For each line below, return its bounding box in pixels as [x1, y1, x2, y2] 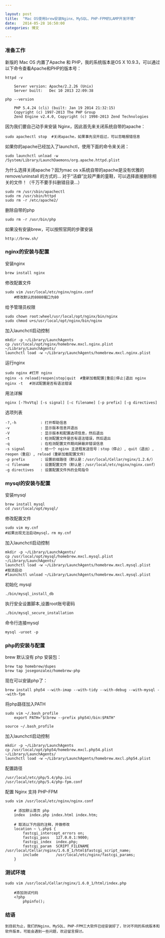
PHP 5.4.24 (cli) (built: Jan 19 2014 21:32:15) [14, 105, 116, 110]
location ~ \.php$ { [14, 826, 56, 832]
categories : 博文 [5, 25, 39, 30]
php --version [5, 97, 34, 102]
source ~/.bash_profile [5, 724, 54, 729]
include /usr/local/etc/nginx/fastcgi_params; [23, 853, 135, 857]
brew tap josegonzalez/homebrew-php [5, 668, 80, 674]
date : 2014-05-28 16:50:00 [5, 21, 65, 26]
